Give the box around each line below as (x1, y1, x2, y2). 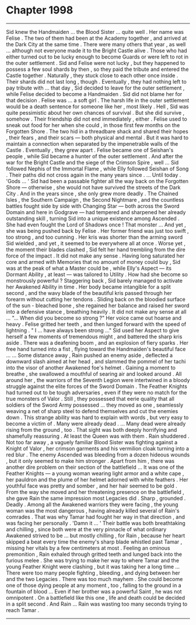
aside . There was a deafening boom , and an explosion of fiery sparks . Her (6, 339, 188, 346)
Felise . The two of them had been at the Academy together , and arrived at (6, 35, 187, 42)
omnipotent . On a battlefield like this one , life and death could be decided (6, 594, 185, 601)
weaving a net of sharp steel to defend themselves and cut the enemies (6, 407, 178, 414)
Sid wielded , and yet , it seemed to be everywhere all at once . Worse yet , (6, 239, 185, 246)
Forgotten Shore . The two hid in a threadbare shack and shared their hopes (6, 128, 188, 135)
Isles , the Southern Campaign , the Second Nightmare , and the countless (6, 196, 184, 203)
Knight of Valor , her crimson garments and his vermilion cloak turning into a (6, 445, 190, 452)
